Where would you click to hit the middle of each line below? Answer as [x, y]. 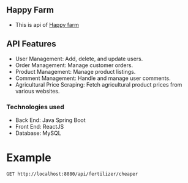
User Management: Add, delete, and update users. [79, 59]
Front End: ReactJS [39, 126]
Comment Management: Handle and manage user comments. [93, 78]
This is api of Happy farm [47, 24]
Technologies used [35, 107]
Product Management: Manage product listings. [75, 71]
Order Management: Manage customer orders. [74, 65]
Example [29, 158]
